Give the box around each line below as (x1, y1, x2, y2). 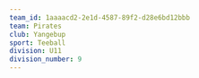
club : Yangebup (9, 30, 66, 39)
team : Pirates (9, 22, 63, 30)
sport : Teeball (9, 38, 66, 48)
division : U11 (9, 47, 63, 56)
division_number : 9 (9, 55, 82, 64)
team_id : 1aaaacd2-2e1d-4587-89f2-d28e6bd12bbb (9, 13, 191, 22)
